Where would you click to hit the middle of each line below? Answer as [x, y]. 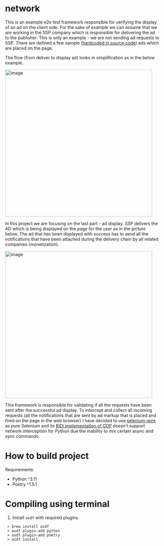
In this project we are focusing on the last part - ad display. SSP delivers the [82, 223]
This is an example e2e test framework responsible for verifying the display [81, 22]
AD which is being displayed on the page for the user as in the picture [75, 229]
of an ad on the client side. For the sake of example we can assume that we [81, 27]
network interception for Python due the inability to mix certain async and [79, 431]
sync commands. [23, 436]
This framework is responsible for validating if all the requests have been [78, 405]
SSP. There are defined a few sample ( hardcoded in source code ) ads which [82, 43]
